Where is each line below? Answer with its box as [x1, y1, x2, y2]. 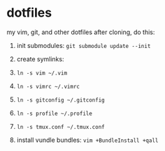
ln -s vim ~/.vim [16, 70, 68, 77]
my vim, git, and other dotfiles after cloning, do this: [6, 28, 155, 36]
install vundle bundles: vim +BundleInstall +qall [16, 136, 159, 144]
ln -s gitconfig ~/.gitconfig [16, 96, 106, 104]
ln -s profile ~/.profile [16, 110, 92, 117]
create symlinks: [16, 54, 64, 63]
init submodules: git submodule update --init [16, 41, 151, 49]
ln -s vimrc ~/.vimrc [16, 83, 80, 90]
